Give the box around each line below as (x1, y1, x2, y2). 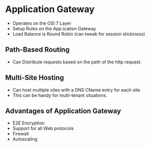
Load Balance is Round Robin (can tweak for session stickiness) (12, 31, 145, 37)
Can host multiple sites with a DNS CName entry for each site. (12, 87, 142, 93)
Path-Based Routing (5, 45, 69, 54)
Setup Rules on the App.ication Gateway (12, 25, 97, 31)
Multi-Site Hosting (5, 73, 64, 82)
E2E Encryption (12, 120, 45, 126)
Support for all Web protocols (12, 125, 74, 131)
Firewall (12, 131, 29, 137)
